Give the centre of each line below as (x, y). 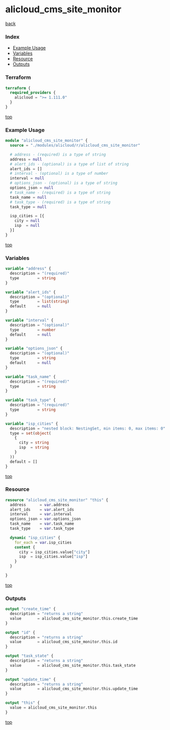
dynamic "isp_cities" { (35, 537)
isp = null (27, 226)
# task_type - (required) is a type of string (60, 202)
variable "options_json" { (34, 348)
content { (25, 547)
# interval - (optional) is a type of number (59, 174)
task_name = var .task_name (42, 524)
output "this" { (22, 703)
